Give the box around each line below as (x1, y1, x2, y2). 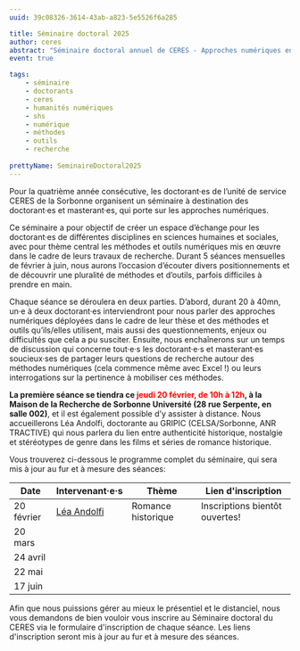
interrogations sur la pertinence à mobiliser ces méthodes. (9, 372, 224, 383)
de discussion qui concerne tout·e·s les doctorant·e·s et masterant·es (9, 343, 263, 354)
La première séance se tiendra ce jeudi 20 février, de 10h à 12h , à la (9, 389, 262, 400)
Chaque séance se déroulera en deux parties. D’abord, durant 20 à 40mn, (9, 296, 281, 307)
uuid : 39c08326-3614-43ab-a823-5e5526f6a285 (9, 12, 178, 22)
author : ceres (9, 37, 62, 46)
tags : (9, 70, 29, 79)
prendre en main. (9, 278, 72, 290)
